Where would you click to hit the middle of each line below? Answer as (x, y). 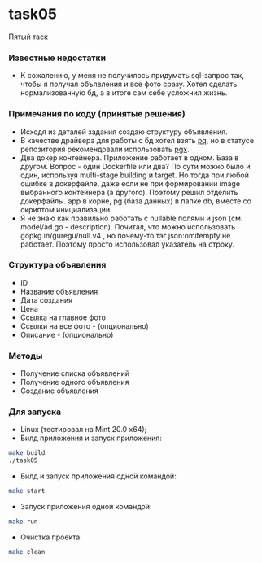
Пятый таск (28, 37)
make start (27, 491)
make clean (27, 552)
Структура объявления (57, 265)
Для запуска (35, 412)
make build (27, 453)
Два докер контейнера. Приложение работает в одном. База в (129, 157)
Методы (26, 356)
